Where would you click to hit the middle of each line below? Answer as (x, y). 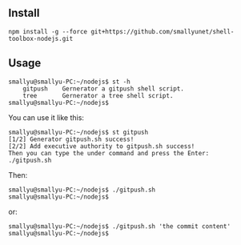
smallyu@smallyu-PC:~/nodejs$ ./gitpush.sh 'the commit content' (119, 226)
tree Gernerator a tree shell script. (98, 95)
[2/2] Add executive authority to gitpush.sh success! (102, 146)
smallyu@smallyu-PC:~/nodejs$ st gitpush (78, 132)
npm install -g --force (48, 31)
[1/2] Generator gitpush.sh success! (71, 139)
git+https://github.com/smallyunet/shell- (163, 31)
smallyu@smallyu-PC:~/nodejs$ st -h (69, 82)
